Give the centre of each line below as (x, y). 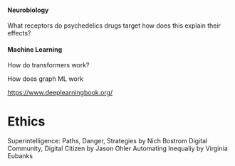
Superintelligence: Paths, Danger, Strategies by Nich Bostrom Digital (108, 141)
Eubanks (20, 156)
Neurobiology (28, 10)
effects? (19, 33)
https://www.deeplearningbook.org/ (60, 93)
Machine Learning (35, 49)
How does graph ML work (46, 79)
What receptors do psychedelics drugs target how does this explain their (114, 26)
